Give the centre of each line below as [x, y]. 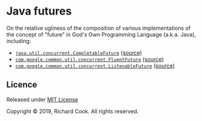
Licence [22, 85]
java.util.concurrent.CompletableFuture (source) [78, 52]
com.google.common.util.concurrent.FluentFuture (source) [89, 59]
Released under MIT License [42, 99]
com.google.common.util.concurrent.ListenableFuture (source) [95, 66]
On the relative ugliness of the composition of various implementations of [99, 28]
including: [19, 41]
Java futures [39, 11]
